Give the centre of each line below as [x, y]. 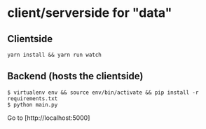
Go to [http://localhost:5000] [49, 118]
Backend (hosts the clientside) [75, 76]
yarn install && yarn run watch [54, 55]
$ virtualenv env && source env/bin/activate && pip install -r [103, 93]
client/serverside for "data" [90, 13]
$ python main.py [33, 104]
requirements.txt [33, 99]
